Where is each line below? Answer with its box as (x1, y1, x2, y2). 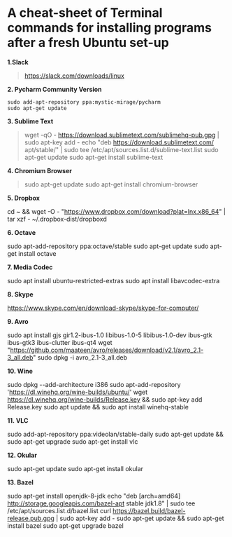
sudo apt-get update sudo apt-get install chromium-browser (24, 180, 198, 189)
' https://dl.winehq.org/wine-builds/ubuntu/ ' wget (7, 388, 148, 396)
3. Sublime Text (7, 117, 54, 125)
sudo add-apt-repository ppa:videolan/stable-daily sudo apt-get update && (7, 430, 224, 438)
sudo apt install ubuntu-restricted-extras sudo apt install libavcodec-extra (7, 276, 220, 285)
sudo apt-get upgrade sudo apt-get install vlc (7, 437, 138, 446)
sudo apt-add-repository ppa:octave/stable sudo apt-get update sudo (7, 242, 209, 250)
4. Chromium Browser (7, 166, 72, 175)
